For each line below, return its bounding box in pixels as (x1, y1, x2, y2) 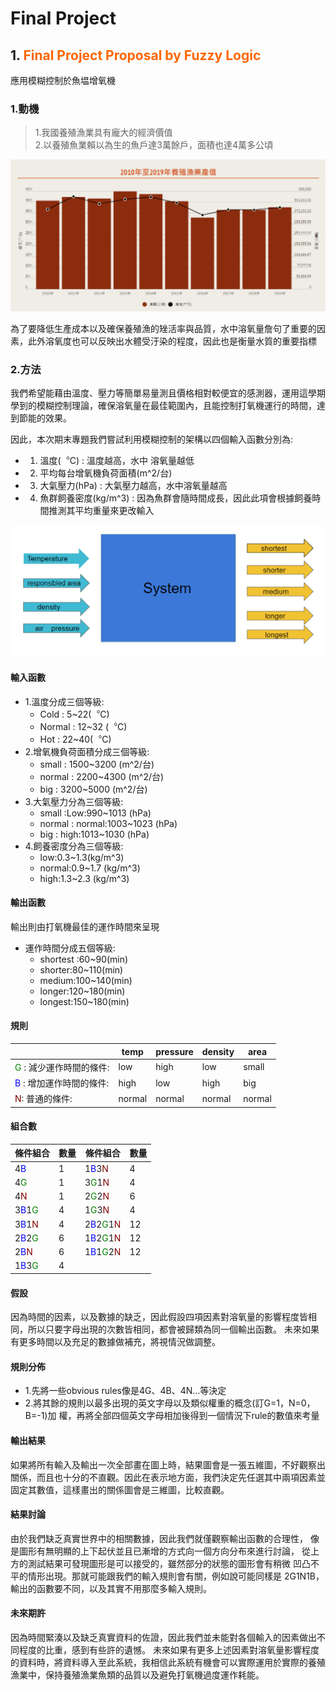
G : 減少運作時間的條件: (14, 1061, 110, 1073)
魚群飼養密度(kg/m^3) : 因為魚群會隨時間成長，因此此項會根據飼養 (39, 492, 313, 504)
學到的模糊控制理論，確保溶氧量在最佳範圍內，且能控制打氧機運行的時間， (10, 399, 317, 411)
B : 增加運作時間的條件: (14, 1077, 110, 1089)
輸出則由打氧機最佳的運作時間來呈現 (10, 920, 160, 932)
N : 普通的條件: (14, 1093, 73, 1105)
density (201, 1045, 235, 1057)
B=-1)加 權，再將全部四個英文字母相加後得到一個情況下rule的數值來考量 (24, 1410, 320, 1422)
